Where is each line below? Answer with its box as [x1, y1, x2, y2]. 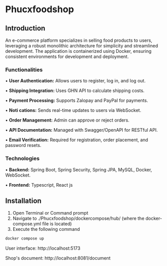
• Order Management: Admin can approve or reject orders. [5, 117, 129, 123]
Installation [5, 196, 42, 205]
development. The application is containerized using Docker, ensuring [5, 48, 152, 54]
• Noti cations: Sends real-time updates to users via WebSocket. [5, 107, 141, 113]
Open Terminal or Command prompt [12, 210, 88, 216]
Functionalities [5, 66, 43, 73]
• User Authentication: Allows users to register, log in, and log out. [5, 78, 146, 84]
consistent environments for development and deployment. [5, 53, 129, 60]
